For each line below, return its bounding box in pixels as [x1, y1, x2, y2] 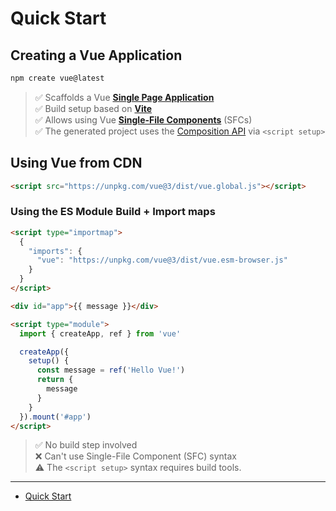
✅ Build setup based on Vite [34, 102, 153, 114]
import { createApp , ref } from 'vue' [19, 328, 182, 339]
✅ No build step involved [34, 439, 138, 451]
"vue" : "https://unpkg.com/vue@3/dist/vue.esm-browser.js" [36, 255, 288, 266]
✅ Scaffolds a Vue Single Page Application [34, 91, 215, 103]
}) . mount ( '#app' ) [19, 412, 92, 422]
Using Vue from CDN [10, 155, 143, 172]
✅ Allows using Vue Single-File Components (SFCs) [34, 113, 253, 126]
